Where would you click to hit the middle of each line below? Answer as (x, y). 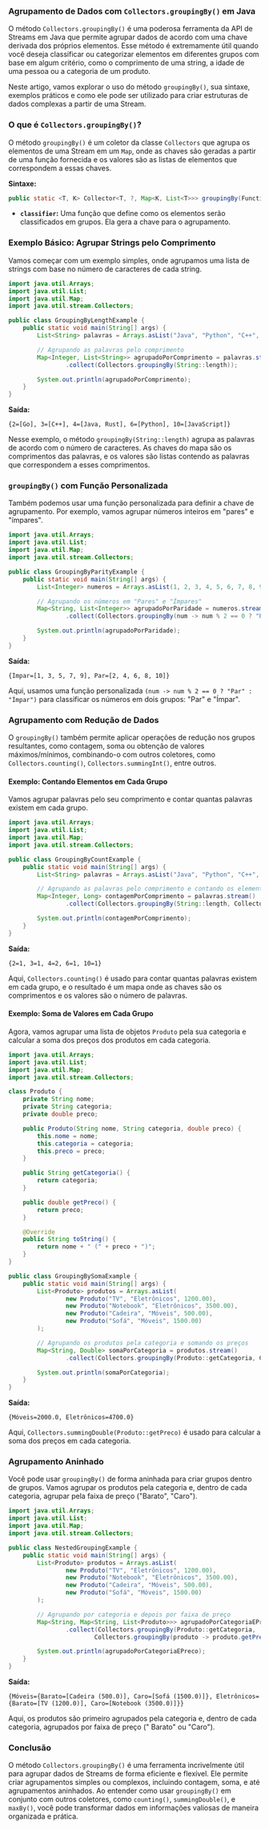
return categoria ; (68, 1181)
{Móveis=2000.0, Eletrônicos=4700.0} (71, 1418)
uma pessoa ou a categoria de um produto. (79, 71)
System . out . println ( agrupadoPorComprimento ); (114, 379)
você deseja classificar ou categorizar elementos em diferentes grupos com (134, 55)
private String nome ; (58, 1099)
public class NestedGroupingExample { (73, 1548)
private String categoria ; (68, 1107)
